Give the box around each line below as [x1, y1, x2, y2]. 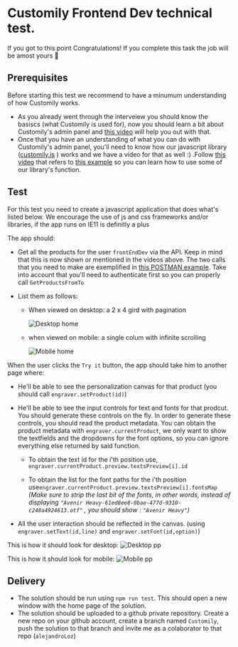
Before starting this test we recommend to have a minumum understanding [7, 90, 227, 99]
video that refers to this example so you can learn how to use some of [17, 157, 222, 166]
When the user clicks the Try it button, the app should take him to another [7, 361, 227, 369]
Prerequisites [7, 72, 68, 84]
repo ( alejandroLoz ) [17, 632, 77, 641]
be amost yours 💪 [7, 51, 59, 60]
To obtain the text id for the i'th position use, [28, 455, 158, 464]
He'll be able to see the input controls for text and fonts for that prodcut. [17, 403, 229, 412]
